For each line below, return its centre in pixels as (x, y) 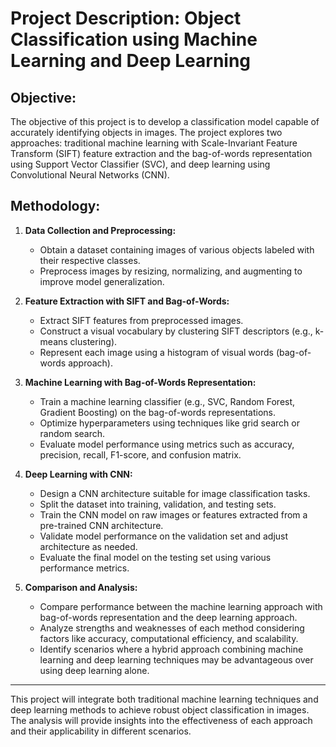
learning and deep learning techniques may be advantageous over (176, 659)
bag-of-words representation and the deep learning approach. (168, 617)
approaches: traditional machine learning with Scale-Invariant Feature (154, 143)
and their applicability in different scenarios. (101, 731)
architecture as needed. (88, 546)
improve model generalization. (102, 281)
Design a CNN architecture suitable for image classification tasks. (175, 493)
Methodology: (55, 206)
